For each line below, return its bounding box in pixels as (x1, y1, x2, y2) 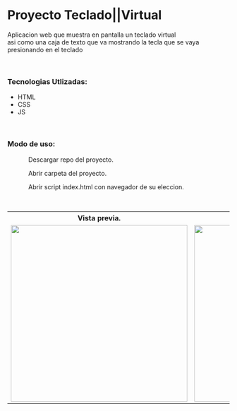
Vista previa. (77, 213, 121, 222)
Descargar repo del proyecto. (28, 155, 114, 164)
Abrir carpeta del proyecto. (28, 169, 107, 177)
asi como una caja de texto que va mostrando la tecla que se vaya (7, 37, 200, 46)
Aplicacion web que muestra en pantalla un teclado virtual (7, 30, 176, 39)
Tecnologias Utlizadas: (7, 76, 88, 86)
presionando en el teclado (7, 45, 83, 54)
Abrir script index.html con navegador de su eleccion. (28, 182, 185, 191)
